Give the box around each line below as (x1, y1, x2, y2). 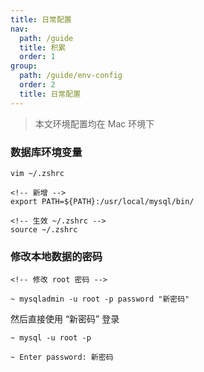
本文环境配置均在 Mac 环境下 (34, 117, 155, 130)
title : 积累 (19, 42, 67, 53)
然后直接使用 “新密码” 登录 (10, 313, 120, 325)
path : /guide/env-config (19, 71, 123, 81)
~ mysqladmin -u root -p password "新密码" (10, 294, 190, 305)
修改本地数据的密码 (10, 249, 103, 263)
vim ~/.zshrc (10, 168, 65, 178)
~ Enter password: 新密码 (10, 352, 114, 363)
